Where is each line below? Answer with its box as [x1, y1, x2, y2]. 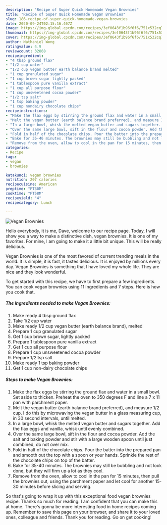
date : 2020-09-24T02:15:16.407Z [5, 21, 72, 26]
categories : [5, 145, 30, 150]
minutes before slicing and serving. [19, 483, 92, 490]
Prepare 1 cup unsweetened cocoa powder [12, 349, 101, 355]
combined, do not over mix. [12, 441, 69, 448]
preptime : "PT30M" [5, 187, 44, 191]
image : [5, 26, 19, 31]
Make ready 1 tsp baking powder [12, 360, 80, 366]
